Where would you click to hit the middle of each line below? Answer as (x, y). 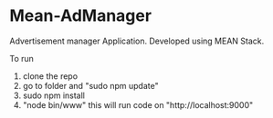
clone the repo (50, 76)
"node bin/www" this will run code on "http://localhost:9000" (138, 104)
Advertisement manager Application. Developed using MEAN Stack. (137, 41)
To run (22, 58)
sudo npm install (53, 95)
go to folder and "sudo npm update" (90, 85)
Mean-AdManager (81, 16)
